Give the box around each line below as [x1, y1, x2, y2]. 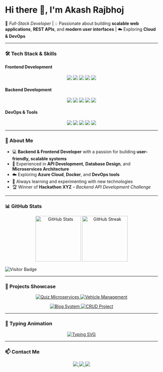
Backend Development [5, 87, 52, 92]
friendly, [12, 156, 30, 161]
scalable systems [31, 156, 67, 161]
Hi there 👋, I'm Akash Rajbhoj [5, 4, 124, 16]
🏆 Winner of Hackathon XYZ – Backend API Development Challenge [12, 184, 151, 190]
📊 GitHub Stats [5, 203, 42, 210]
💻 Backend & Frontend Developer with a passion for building [12, 148, 136, 155]
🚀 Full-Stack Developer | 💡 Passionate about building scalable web [5, 20, 139, 26]
